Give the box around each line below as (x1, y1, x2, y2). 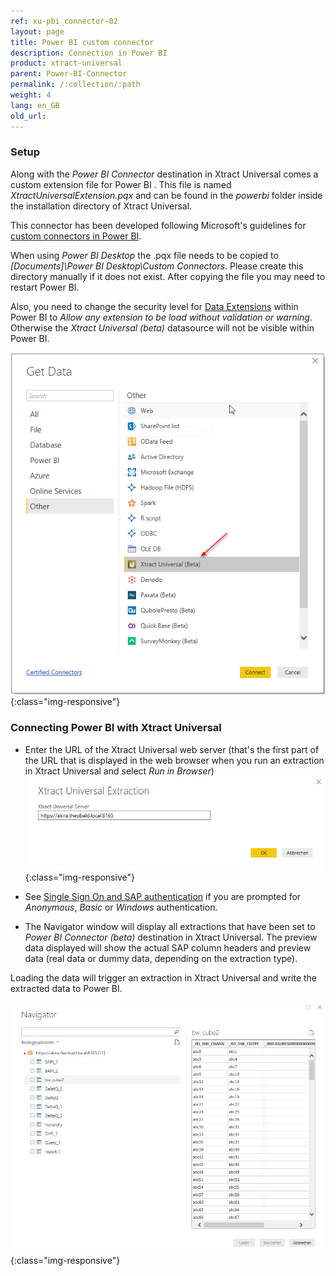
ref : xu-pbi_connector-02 (10, 16, 118, 26)
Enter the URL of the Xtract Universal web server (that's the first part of (24, 743, 320, 755)
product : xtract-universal (10, 58, 123, 69)
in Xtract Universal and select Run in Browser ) (24, 765, 215, 777)
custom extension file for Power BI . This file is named (10, 178, 232, 190)
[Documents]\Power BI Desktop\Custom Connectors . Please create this (10, 260, 304, 272)
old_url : (10, 111, 47, 121)
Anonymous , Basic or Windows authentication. (24, 901, 218, 913)
